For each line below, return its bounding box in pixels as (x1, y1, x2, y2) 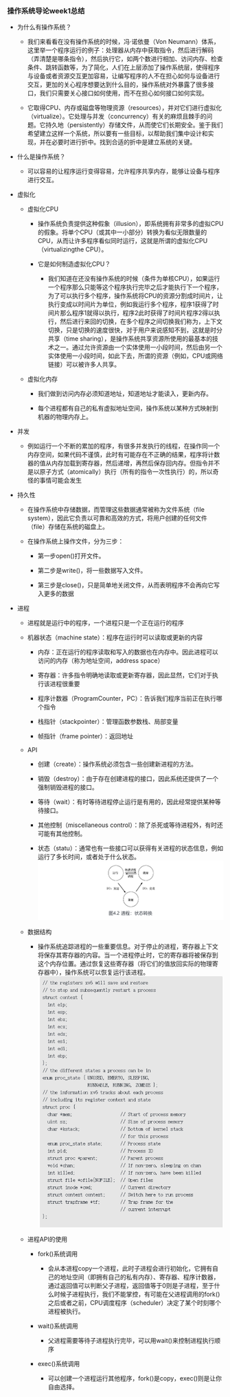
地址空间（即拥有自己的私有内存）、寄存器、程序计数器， (60, 1273, 220, 1282)
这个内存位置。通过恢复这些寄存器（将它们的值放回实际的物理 (37, 959, 213, 968)
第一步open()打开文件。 (37, 552, 105, 560)
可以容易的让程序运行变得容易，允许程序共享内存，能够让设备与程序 (27, 167, 220, 176)
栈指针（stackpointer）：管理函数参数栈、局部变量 (37, 718, 179, 726)
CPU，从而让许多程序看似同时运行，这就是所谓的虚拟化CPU (37, 237, 208, 245)
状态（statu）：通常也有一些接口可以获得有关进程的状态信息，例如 (37, 844, 224, 852)
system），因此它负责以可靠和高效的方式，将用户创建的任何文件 (27, 514, 208, 523)
